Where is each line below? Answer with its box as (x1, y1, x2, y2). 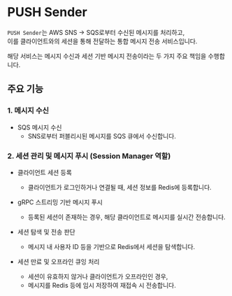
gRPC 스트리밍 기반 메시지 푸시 (17, 197, 103, 206)
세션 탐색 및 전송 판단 (17, 227, 75, 236)
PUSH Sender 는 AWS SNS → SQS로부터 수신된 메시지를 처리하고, (7, 28, 185, 36)
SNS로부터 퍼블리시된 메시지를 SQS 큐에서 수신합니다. (27, 132, 177, 140)
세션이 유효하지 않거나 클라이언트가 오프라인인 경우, (27, 272, 168, 281)
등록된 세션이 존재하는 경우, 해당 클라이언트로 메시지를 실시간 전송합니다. (27, 213, 226, 221)
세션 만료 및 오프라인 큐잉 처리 (17, 257, 100, 266)
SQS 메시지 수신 (17, 123, 62, 132)
